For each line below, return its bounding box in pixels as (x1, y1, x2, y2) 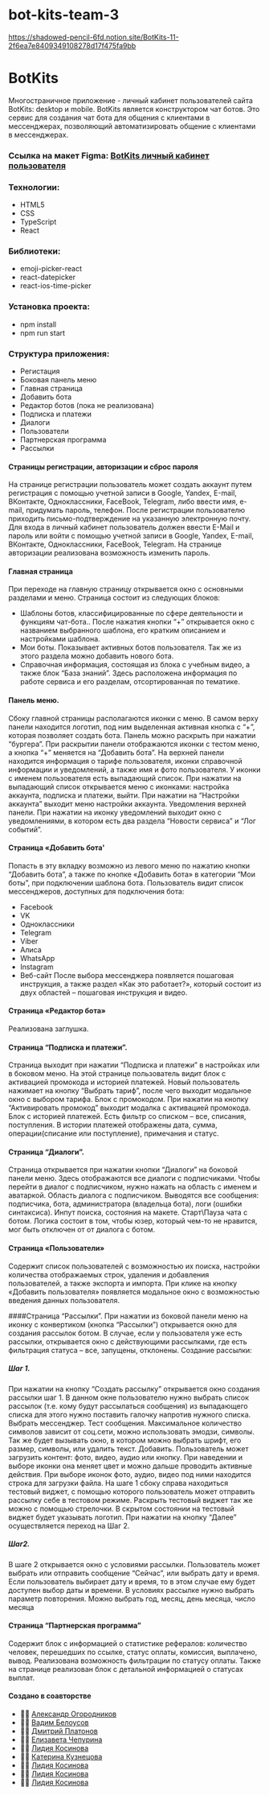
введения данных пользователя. (8, 1295, 120, 1305)
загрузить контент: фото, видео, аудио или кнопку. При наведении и (8, 1452, 243, 1462)
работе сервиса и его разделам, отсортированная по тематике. (19, 677, 241, 687)
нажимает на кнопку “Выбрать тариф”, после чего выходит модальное (8, 1086, 251, 1096)
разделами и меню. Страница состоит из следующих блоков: (8, 593, 221, 603)
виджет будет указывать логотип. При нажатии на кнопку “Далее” (8, 1512, 237, 1522)
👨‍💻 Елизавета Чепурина (19, 1735, 103, 1744)
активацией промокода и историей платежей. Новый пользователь (8, 1077, 240, 1087)
